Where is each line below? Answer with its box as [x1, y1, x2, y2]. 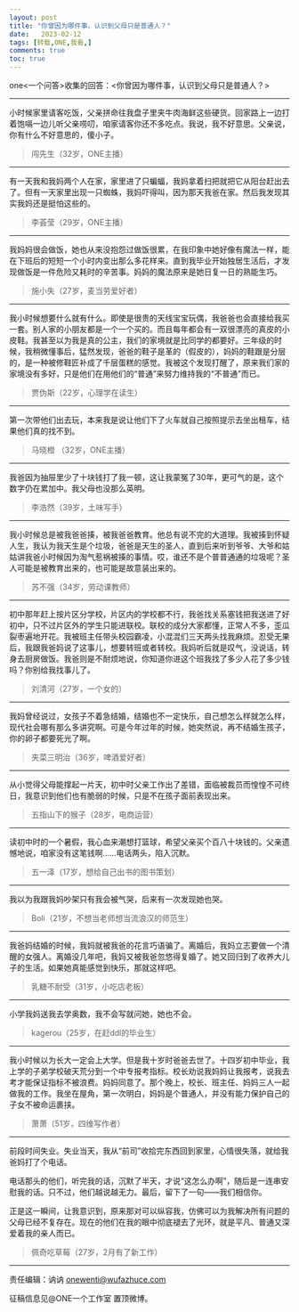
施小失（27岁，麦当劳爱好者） [30, 286, 142, 296]
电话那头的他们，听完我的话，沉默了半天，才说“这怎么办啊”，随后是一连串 [9, 1176, 282, 1186]
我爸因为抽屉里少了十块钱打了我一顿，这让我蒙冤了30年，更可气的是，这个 [9, 472, 285, 482]
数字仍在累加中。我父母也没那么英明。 [9, 483, 149, 493]
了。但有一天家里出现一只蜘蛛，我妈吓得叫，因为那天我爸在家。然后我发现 [9, 187, 282, 197]
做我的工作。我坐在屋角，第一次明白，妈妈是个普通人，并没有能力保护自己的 [9, 1088, 290, 1098]
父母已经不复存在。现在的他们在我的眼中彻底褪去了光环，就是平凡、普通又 [9, 1217, 282, 1227]
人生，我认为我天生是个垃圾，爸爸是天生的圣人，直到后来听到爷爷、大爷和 [9, 541, 282, 550]
